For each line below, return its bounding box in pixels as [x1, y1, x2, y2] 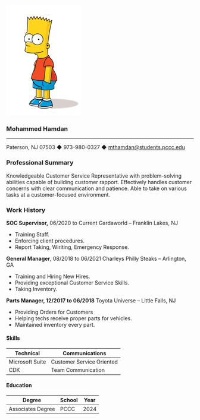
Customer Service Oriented [51, 358, 118, 365]
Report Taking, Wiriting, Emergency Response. [14, 243, 129, 251]
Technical [14, 349, 40, 356]
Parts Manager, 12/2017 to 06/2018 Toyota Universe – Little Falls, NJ [6, 296, 176, 304]
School [60, 397, 79, 404]
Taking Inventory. [14, 285, 58, 292]
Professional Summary [6, 159, 74, 167]
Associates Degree [8, 405, 55, 412]
